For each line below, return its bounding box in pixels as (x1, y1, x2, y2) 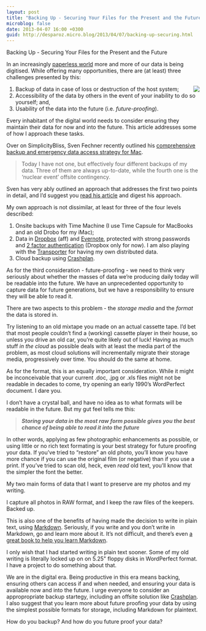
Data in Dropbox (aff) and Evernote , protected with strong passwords (15, 235, 191, 242)
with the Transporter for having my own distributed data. (15, 248, 158, 255)
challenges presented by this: (6, 74, 81, 81)
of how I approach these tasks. (6, 130, 85, 137)
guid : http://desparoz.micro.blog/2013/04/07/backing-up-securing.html (6, 32, 193, 38)
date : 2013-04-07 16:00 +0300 (6, 26, 84, 33)
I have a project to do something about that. (6, 562, 117, 569)
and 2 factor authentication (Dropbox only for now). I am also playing (15, 242, 189, 249)
